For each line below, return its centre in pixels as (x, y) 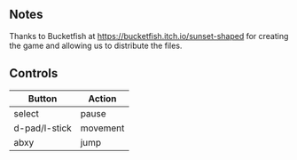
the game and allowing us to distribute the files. (96, 45)
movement (102, 128)
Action (102, 99)
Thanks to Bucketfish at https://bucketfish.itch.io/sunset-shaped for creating (149, 36)
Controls (34, 73)
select (27, 113)
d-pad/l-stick (43, 128)
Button (43, 99)
